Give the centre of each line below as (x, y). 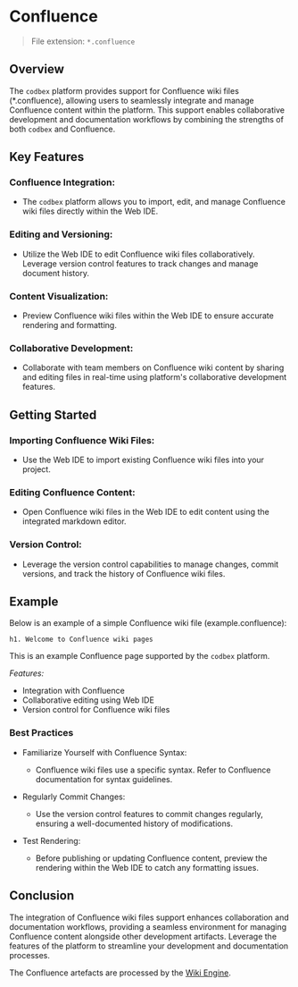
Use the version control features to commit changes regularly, (149, 814)
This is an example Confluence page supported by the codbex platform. (140, 656)
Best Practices (41, 733)
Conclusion (42, 896)
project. (36, 469)
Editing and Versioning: (61, 234)
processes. (30, 955)
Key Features (47, 157)
